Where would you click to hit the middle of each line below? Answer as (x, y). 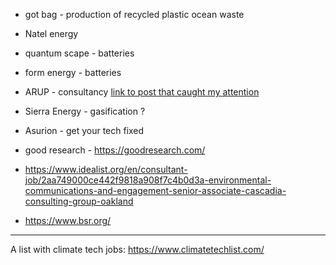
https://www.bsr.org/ (68, 220)
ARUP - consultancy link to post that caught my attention (142, 92)
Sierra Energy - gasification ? (85, 111)
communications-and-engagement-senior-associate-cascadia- (155, 190)
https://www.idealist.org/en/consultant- (106, 169)
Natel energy (51, 33)
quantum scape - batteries (79, 53)
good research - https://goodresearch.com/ (115, 150)
